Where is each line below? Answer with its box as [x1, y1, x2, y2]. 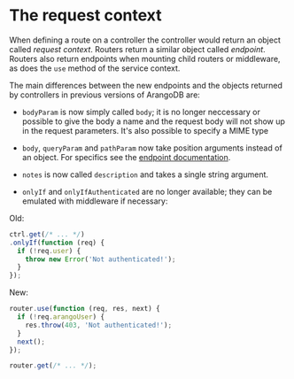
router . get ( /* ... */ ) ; [9, 361, 97, 370]
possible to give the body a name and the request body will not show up [21, 116, 286, 127]
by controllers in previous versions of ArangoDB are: [9, 89, 201, 100]
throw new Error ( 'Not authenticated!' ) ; [25, 254, 176, 264]
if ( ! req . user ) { [17, 246, 81, 255]
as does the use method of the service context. [9, 63, 181, 73]
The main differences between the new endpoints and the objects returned [9, 80, 283, 90]
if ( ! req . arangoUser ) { [17, 313, 104, 321]
